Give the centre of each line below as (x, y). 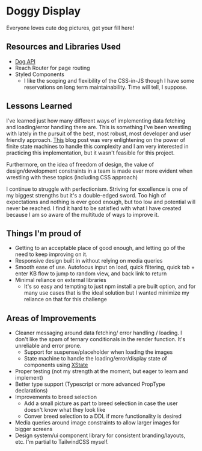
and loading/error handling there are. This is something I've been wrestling (99, 127)
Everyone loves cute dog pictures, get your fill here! (70, 28)
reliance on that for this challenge (65, 299)
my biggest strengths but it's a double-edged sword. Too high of (86, 195)
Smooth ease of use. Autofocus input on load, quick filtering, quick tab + (105, 267)
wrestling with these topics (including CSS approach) (72, 177)
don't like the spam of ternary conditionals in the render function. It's (100, 339)
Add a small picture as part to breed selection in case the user (101, 403)
